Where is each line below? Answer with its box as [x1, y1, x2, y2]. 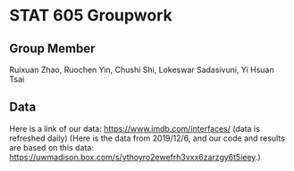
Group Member [9, 41, 96, 56]
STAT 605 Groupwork [9, 5, 172, 26]
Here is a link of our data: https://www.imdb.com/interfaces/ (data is [9, 123, 261, 134]
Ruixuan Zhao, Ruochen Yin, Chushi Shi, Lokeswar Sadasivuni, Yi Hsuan [9, 64, 274, 75]
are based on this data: [9, 142, 94, 152]
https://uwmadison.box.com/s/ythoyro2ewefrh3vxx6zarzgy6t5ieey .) [9, 151, 261, 162]
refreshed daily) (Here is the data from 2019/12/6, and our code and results [9, 133, 286, 143]
